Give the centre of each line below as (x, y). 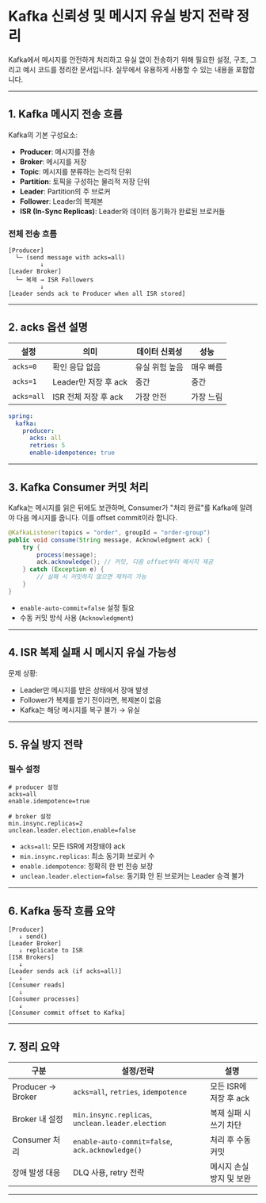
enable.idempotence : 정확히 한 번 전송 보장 (86, 866)
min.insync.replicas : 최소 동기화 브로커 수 (87, 856)
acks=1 (25, 381)
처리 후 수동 (230, 1140)
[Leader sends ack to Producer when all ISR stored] (97, 294)
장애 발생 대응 (36, 1172)
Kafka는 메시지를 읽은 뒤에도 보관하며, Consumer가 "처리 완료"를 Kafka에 (123, 508)
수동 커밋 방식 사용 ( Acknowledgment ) (77, 617)
